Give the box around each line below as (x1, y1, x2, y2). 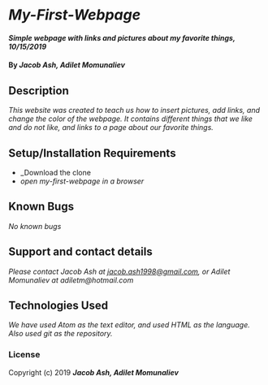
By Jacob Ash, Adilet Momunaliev (8, 60, 126, 70)
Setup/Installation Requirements (8, 146, 176, 160)
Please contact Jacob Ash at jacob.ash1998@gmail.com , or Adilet (8, 266, 231, 276)
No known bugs (8, 221, 62, 231)
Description (8, 84, 69, 97)
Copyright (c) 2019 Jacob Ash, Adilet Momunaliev (8, 367, 179, 377)
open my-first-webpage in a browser (19, 176, 145, 186)
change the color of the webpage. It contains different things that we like (8, 114, 253, 123)
